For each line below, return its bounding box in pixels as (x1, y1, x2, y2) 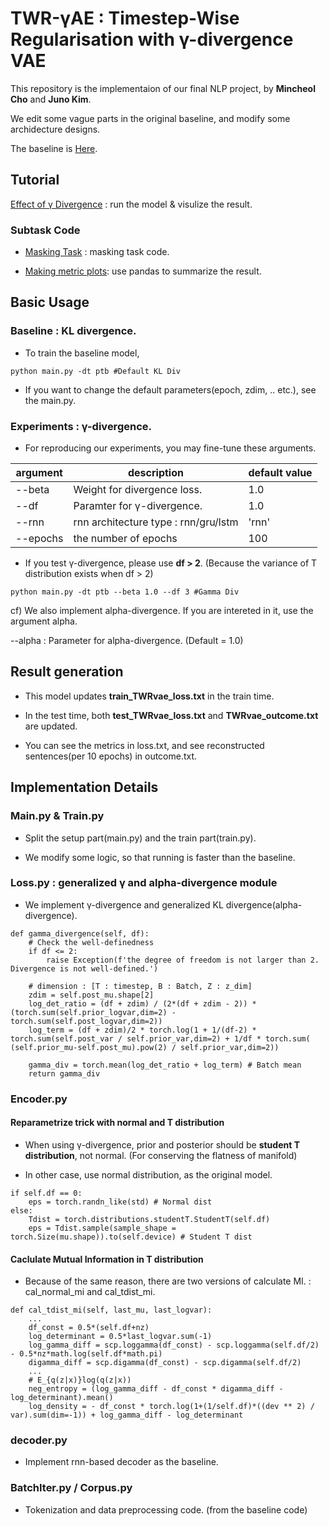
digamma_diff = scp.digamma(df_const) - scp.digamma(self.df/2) (28, 1358, 302, 1368)
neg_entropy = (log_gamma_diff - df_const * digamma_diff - (28, 1384, 284, 1394)
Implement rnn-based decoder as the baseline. (24, 1456, 219, 1468)
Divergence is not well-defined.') (10, 963, 159, 974)
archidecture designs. (10, 123, 101, 135)
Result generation (10, 663, 124, 681)
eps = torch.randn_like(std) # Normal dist (28, 1197, 213, 1207)
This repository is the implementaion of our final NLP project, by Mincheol (10, 82, 316, 94)
